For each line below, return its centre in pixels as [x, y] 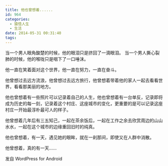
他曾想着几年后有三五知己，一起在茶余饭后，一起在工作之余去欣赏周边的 [79, 120]
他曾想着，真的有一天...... [31, 148]
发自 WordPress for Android [34, 158]
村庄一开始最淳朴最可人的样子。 [38, 110]
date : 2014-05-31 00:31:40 [33, 33]
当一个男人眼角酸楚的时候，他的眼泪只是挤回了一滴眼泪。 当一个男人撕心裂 [82, 53]
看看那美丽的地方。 [33, 86]
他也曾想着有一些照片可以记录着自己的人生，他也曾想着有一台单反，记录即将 [84, 97]
